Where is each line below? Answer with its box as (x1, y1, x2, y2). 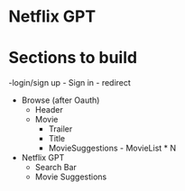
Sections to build (8, 48, 137, 68)
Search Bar (34, 162, 78, 173)
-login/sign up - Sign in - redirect (8, 77, 132, 88)
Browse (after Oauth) (21, 95, 100, 105)
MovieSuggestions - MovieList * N (48, 142, 177, 154)
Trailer (48, 123, 73, 134)
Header (34, 105, 64, 115)
